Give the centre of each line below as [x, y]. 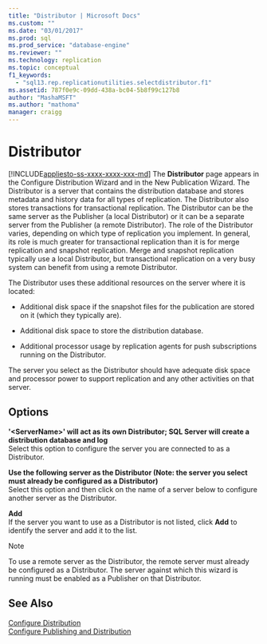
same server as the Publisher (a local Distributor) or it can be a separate [126, 216]
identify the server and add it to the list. [73, 530]
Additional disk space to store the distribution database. [112, 330]
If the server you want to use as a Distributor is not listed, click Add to [123, 522]
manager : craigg [35, 113]
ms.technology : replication [55, 61]
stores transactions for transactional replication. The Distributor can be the [131, 208]
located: [22, 291]
